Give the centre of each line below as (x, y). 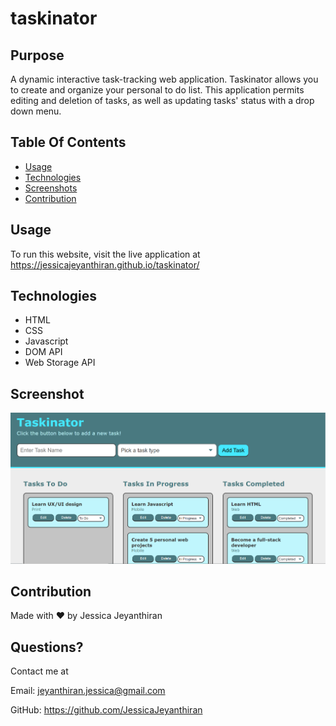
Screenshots (51, 188)
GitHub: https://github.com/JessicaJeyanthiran (106, 710)
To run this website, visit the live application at (105, 254)
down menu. (36, 111)
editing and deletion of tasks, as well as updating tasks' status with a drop (162, 100)
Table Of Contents (68, 142)
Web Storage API (60, 363)
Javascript (46, 341)
